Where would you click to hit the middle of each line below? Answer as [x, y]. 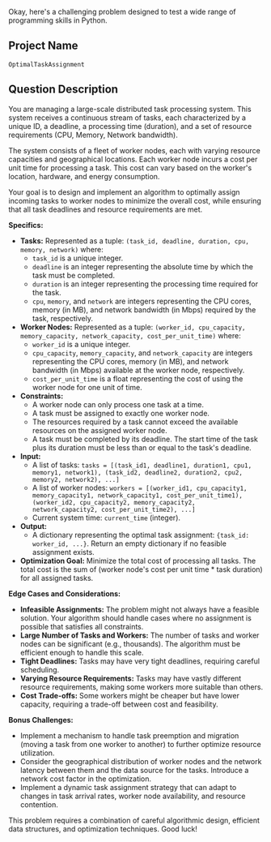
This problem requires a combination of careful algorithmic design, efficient [134, 820]
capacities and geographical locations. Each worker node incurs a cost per [133, 159]
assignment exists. [63, 552]
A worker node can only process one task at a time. [118, 404]
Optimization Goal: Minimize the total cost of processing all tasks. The [138, 561]
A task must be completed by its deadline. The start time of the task [145, 439]
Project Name [43, 46]
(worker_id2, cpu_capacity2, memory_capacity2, [114, 502]
